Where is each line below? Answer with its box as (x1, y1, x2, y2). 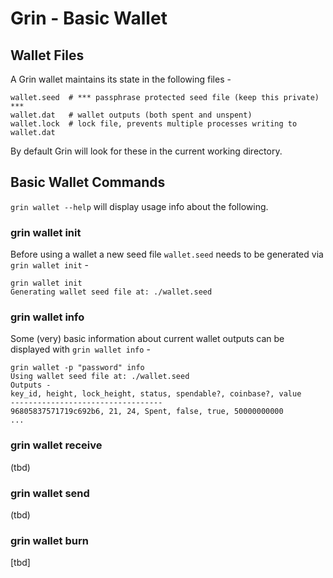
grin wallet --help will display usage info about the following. (10, 200, 269, 212)
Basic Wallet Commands (10, 174, 166, 191)
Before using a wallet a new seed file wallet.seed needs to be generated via (10, 248, 324, 261)
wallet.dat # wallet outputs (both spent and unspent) (10, 110, 253, 120)
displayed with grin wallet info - (10, 343, 151, 356)
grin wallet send (10, 486, 90, 500)
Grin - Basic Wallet (10, 7, 168, 30)
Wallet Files (10, 47, 85, 64)
